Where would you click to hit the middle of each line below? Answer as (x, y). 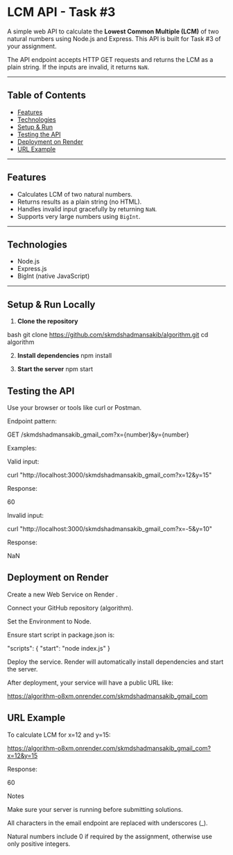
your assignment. (32, 46)
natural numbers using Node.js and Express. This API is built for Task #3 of (114, 38)
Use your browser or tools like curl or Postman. (75, 408)
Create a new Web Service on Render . (62, 594)
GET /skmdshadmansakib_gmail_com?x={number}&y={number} (98, 434)
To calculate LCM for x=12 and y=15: (59, 735)
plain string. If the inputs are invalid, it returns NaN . (78, 67)
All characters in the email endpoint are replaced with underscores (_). (107, 823)
